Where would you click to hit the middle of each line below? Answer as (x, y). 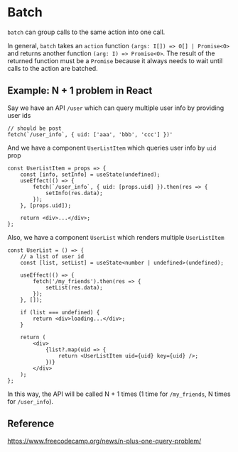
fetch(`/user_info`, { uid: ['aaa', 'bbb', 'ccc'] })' (90, 134)
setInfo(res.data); (74, 193)
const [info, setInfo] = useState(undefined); (90, 175)
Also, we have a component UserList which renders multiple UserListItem (116, 237)
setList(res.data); (74, 287)
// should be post (34, 128)
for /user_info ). (31, 401)
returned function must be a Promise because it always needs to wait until (115, 60)
